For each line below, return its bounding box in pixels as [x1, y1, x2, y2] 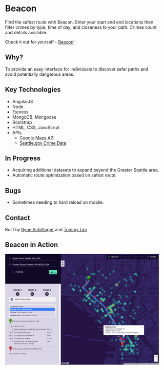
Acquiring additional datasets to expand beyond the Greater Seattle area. [12, 167, 159, 173]
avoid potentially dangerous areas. [5, 71, 75, 77]
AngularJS [12, 98, 33, 104]
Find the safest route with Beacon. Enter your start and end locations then [5, 19, 154, 25]
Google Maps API [19, 135, 55, 141]
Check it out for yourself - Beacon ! [5, 39, 75, 44]
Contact [5, 214, 30, 222]
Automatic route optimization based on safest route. [12, 172, 117, 178]
